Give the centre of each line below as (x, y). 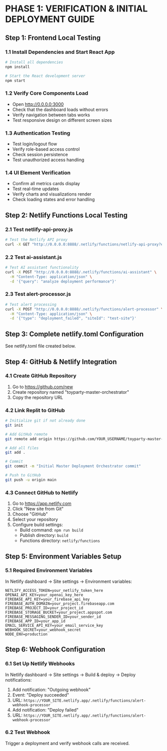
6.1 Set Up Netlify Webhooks (40, 664)
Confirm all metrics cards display (46, 184)
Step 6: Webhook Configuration (55, 649)
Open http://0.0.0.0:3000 (38, 104)
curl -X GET (17, 244)
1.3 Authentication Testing (38, 133)
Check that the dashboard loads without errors (60, 109)
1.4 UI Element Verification (38, 173)
